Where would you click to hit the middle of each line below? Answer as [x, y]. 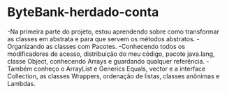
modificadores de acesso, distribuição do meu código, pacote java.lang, [111, 54]
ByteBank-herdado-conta [83, 12]
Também [20, 69]
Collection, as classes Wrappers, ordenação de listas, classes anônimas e [113, 76]
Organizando [26, 46]
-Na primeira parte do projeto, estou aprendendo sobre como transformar [113, 31]
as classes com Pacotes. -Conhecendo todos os [116, 46]
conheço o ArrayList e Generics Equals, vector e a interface [120, 69]
